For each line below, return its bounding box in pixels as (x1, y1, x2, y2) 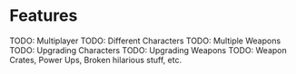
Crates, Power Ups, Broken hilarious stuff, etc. (9, 54, 183, 65)
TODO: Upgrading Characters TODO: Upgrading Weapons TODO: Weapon (9, 44, 288, 55)
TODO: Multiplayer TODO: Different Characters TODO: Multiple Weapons (9, 35, 281, 46)
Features (9, 5, 78, 26)
